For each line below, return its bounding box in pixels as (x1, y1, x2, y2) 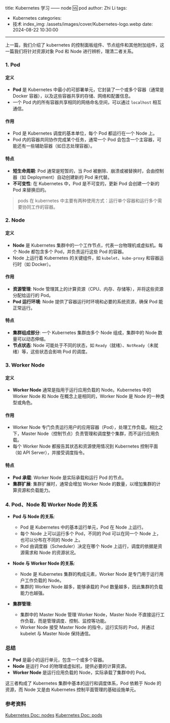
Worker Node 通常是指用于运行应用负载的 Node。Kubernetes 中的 (12, 387, 152, 393)
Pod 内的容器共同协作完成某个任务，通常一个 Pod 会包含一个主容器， (12, 137, 157, 143)
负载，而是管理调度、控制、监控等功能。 (24, 618, 109, 624)
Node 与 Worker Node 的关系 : (12, 560, 75, 566)
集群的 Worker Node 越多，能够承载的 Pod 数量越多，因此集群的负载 (20, 583, 163, 589)
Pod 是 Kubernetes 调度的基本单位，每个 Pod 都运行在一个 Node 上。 (12, 130, 158, 136)
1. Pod (5, 61, 20, 68)
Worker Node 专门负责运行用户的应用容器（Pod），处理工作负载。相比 (12, 424, 158, 430)
